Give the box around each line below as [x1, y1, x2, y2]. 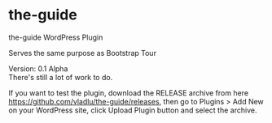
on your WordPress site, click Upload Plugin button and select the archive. [8, 105, 257, 115]
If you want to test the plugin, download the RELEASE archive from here [8, 87, 249, 98]
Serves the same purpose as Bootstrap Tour [8, 48, 157, 57]
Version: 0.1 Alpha [8, 63, 68, 74]
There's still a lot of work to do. [8, 72, 113, 82]
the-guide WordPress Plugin [8, 32, 103, 42]
